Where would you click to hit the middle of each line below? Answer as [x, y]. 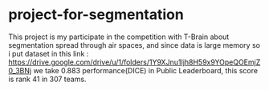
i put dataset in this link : [49, 53]
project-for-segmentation [96, 15]
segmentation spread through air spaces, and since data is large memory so [134, 45]
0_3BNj [20, 70]
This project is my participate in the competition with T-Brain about [119, 37]
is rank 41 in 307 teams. [47, 79]
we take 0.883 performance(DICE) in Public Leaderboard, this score [146, 70]
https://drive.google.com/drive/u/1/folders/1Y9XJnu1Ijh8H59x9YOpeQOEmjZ [134, 62]
